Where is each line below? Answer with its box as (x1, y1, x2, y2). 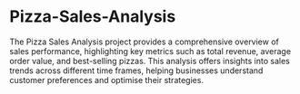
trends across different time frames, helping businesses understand (9, 65, 264, 76)
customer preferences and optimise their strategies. (9, 74, 205, 85)
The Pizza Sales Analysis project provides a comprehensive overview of (9, 36, 280, 47)
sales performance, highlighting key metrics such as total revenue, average (9, 45, 292, 56)
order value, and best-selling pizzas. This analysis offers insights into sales (9, 55, 291, 66)
